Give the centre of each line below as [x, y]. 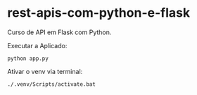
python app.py [28, 58]
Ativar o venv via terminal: [45, 71]
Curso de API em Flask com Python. [59, 32]
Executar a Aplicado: [37, 45]
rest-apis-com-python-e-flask [99, 13]
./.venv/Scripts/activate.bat [52, 84]
